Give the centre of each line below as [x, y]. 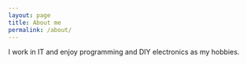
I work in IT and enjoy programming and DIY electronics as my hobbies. [124, 52]
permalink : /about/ [40, 30]
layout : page [29, 15]
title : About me [35, 23]
